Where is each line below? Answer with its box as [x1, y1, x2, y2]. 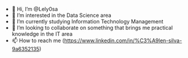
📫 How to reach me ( [11, 37, 65, 44]
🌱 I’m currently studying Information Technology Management [11, 18, 164, 25]
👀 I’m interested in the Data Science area [11, 12, 111, 19]
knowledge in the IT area [11, 30, 73, 37]
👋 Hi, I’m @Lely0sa [11, 6, 58, 12]
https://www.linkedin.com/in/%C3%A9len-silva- [64, 37, 182, 44]
